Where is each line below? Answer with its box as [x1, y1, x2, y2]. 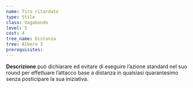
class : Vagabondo [6, 19, 49, 25]
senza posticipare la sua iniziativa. [6, 75, 89, 82]
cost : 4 [6, 31, 25, 36]
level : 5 [6, 25, 27, 31]
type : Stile [6, 14, 35, 20]
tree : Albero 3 [6, 42, 43, 48]
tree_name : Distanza [6, 36, 57, 42]
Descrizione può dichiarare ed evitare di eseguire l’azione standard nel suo [6, 63, 187, 70]
